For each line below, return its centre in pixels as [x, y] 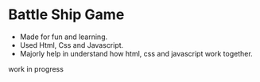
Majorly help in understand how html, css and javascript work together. [136, 53]
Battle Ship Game [66, 15]
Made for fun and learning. [64, 37]
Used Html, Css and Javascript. [72, 45]
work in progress [36, 68]
